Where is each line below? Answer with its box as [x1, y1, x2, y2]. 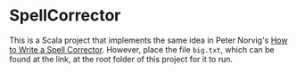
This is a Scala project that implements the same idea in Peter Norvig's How [9, 35, 288, 45]
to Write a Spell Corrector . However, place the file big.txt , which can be [9, 44, 275, 54]
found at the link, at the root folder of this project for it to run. [9, 53, 234, 64]
